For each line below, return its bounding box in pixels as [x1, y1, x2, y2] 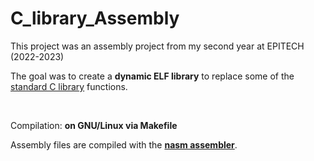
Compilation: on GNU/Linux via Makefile [10, 119, 178, 131]
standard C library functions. [10, 80, 128, 92]
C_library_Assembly [10, 7, 180, 30]
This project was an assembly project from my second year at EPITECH [10, 40, 305, 52]
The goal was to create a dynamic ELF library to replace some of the [10, 70, 295, 82]
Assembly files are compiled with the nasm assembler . [10, 138, 238, 151]
